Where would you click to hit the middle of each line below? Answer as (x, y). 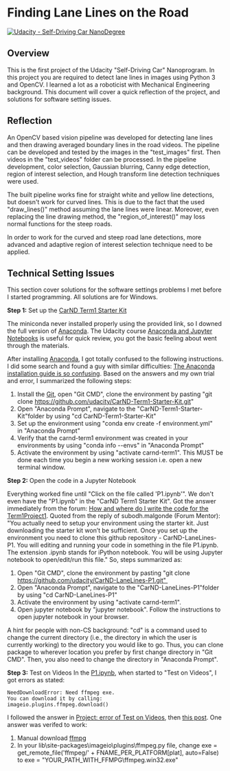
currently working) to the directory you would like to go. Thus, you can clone (115, 645)
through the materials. (38, 346)
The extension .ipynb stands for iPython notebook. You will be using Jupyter (115, 552)
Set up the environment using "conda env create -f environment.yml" (115, 424)
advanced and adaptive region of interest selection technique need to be (110, 244)
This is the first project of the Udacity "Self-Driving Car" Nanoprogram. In (111, 69)
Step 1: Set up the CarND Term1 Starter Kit (67, 310)
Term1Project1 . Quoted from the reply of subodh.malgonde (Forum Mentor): (114, 516)
